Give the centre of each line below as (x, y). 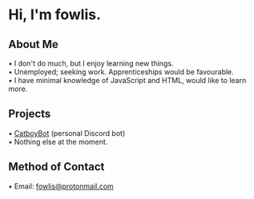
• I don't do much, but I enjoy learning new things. (91, 63)
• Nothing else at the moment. (58, 141)
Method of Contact (56, 167)
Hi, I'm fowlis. (55, 15)
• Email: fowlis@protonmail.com (61, 186)
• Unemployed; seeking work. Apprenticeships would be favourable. (121, 72)
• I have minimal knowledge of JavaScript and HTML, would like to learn (127, 80)
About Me (33, 44)
